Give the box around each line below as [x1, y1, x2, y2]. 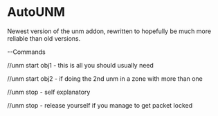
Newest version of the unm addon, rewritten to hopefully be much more [7, 27, 212, 35]
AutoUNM [7, 4, 66, 20]
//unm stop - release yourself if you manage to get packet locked [7, 101, 192, 109]
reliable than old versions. [7, 34, 81, 42]
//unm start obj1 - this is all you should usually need [7, 61, 154, 69]
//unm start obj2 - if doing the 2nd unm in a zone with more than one [7, 74, 203, 83]
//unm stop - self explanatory [7, 88, 91, 96]
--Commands [7, 48, 46, 56]
